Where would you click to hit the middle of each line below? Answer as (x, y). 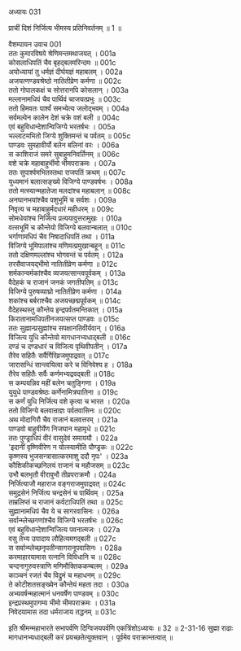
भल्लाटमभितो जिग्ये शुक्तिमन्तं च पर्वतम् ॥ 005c (70, 136)
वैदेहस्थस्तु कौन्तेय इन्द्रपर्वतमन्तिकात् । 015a (66, 310)
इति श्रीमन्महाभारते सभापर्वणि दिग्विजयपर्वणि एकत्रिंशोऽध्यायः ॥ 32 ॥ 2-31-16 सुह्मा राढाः (121, 628)
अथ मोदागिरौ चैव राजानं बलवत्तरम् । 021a (63, 419)
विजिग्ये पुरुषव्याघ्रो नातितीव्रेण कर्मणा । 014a (65, 291)
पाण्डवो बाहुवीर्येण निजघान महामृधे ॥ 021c (62, 429)
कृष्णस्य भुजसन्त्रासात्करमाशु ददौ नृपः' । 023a (68, 456)
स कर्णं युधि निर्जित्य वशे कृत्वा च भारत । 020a (69, 401)
